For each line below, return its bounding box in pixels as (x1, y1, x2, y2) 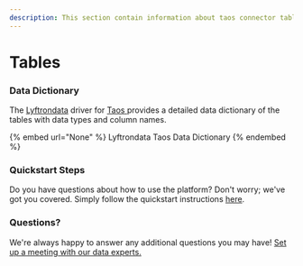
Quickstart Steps (9, 164, 86, 177)
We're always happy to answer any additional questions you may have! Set (9, 236, 287, 248)
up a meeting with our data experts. (9, 246, 142, 257)
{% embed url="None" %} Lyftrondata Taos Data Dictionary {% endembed (9, 132, 287, 142)
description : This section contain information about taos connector (9, 13, 277, 23)
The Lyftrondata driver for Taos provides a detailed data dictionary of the (9, 105, 280, 115)
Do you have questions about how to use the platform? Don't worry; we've (9, 184, 286, 195)
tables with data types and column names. (9, 115, 167, 125)
